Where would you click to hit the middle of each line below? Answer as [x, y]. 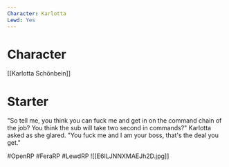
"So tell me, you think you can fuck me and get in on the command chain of [114, 121]
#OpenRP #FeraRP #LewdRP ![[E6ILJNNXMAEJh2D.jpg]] [88, 156]
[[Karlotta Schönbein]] [39, 73]
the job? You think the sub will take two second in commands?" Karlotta [109, 128]
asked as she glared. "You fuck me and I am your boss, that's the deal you [113, 135]
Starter [28, 102]
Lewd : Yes [21, 20]
